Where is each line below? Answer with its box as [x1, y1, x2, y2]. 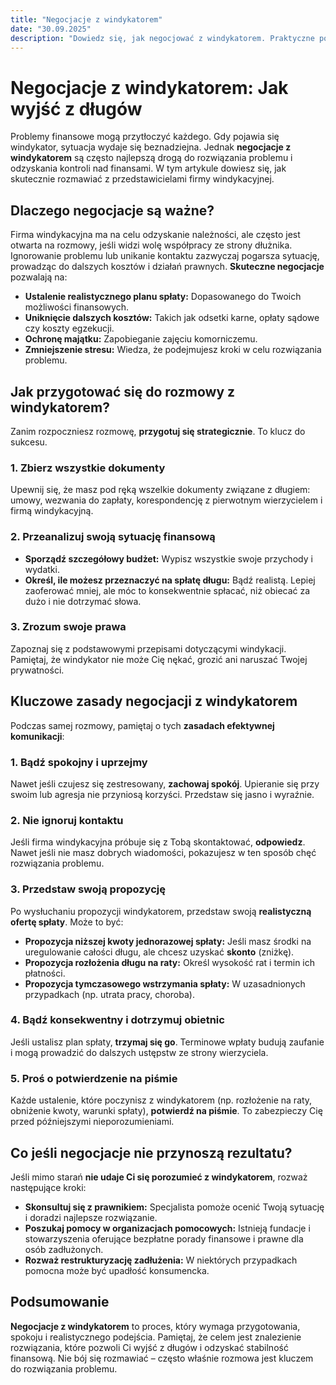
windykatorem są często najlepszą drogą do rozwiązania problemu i [10, 152, 293, 164]
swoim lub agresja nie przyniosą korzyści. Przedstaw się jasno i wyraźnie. [10, 788, 315, 800]
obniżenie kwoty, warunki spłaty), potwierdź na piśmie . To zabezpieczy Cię [10, 1105, 323, 1117]
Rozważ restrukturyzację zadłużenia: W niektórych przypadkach [24, 1254, 298, 1266]
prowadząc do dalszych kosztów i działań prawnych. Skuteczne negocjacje [10, 261, 325, 273]
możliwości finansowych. [24, 301, 129, 313]
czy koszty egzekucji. [24, 322, 115, 335]
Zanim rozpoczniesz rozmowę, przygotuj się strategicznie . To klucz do [10, 425, 306, 437]
